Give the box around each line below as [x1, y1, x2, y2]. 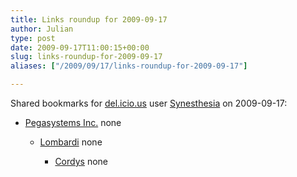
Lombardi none [39, 136, 103, 148]
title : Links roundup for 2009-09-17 [10, 14, 168, 25]
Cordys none [54, 156, 108, 167]
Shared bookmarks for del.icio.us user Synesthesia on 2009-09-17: [10, 97, 288, 109]
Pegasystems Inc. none [24, 117, 122, 128]
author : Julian [10, 24, 74, 34]
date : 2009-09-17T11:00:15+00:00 [10, 42, 150, 53]
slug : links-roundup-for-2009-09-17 [10, 52, 163, 62]
